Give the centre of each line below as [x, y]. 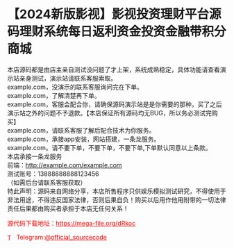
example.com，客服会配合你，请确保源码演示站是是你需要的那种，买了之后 [115, 104]
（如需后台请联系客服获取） [47, 182]
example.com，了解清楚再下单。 [54, 95]
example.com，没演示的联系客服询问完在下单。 [75, 87]
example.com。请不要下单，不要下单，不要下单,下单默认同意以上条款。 [109, 147]
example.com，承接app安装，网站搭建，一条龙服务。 [84, 139]
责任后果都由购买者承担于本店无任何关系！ [68, 208]
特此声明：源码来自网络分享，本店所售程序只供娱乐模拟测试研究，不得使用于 [117, 191]
